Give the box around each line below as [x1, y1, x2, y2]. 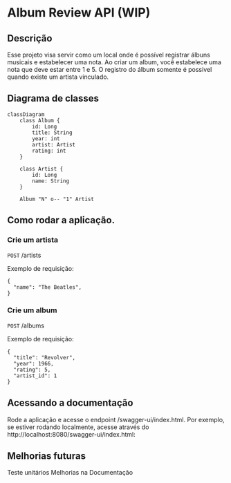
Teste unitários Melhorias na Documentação [7, 468, 133, 477]
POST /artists [7, 251, 41, 259]
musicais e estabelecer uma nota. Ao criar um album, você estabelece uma [7, 58, 221, 66]
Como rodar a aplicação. [7, 214, 115, 226]
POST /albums [7, 321, 45, 330]
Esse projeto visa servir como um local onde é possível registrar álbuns [7, 50, 211, 59]
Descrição [7, 32, 53, 44]
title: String [32, 129, 73, 136]
